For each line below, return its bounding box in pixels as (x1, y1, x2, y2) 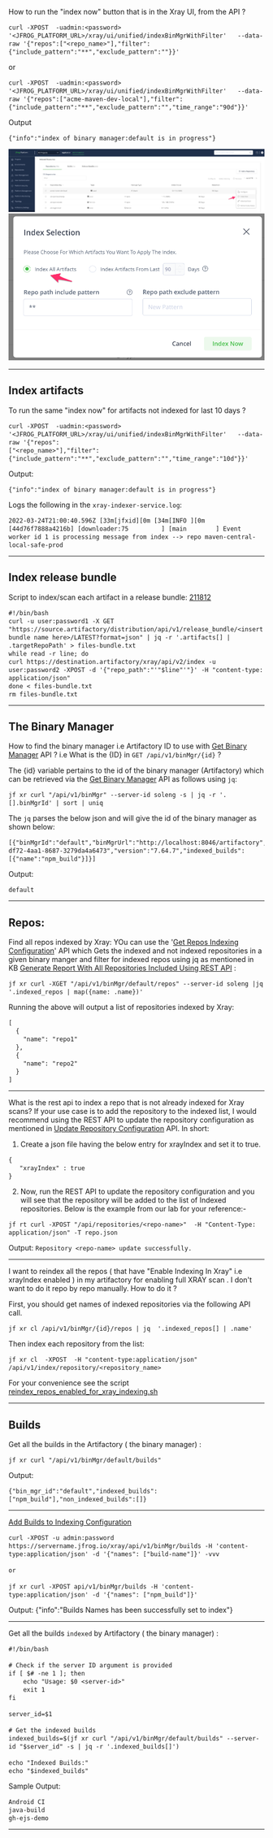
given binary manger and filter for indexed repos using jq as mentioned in (8, 955, 254, 965)
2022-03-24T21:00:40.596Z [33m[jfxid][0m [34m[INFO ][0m (8, 516, 206, 525)
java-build (8, 1806, 45, 1814)
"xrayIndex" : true (19, 1164, 85, 1173)
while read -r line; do (8, 649, 89, 657)
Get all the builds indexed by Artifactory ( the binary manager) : (8, 1628, 219, 1638)
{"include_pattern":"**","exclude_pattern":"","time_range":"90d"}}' (8, 103, 249, 111)
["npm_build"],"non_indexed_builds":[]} (8, 1495, 148, 1504)
